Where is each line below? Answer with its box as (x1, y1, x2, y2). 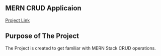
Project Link (5, 17, 30, 23)
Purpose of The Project (5, 32, 79, 40)
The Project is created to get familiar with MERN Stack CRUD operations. (5, 45, 156, 51)
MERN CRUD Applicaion (5, 4, 82, 12)
